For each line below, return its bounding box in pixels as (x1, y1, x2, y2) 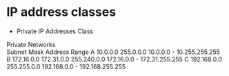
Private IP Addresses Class (16, 27, 94, 35)
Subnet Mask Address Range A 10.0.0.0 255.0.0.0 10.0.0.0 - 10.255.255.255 (6, 48, 221, 56)
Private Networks (6, 40, 56, 48)
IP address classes (6, 4, 117, 20)
